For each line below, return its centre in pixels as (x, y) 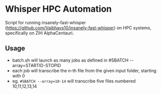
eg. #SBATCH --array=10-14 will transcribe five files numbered (74, 81)
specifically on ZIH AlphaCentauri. (40, 33)
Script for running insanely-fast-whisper (46, 23)
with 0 (19, 76)
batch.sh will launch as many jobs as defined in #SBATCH (70, 60)
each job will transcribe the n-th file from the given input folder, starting (84, 70)
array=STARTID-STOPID (36, 65)
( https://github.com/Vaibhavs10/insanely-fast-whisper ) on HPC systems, (78, 27)
